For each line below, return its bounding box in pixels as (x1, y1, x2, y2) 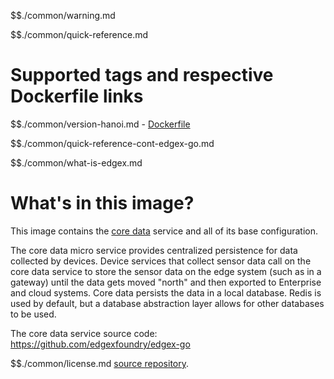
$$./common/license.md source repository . (10, 357, 190, 369)
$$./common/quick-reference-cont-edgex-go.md (10, 137, 215, 149)
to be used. (10, 308, 57, 320)
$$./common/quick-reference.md (10, 29, 149, 40)
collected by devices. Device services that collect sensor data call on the (10, 255, 312, 267)
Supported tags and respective (10, 64, 274, 87)
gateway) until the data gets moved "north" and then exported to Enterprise (10, 276, 322, 288)
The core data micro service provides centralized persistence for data (10, 244, 298, 256)
